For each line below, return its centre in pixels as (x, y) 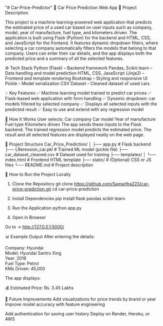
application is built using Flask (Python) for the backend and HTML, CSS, (78, 38)
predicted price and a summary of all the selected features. (64, 58)
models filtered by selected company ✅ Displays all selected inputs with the (81, 104)
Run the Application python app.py (47, 208)
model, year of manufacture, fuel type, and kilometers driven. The (71, 32)
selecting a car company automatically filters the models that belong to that (81, 48)
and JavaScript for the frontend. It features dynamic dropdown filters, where (81, 43)
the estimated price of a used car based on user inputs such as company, (79, 27)
